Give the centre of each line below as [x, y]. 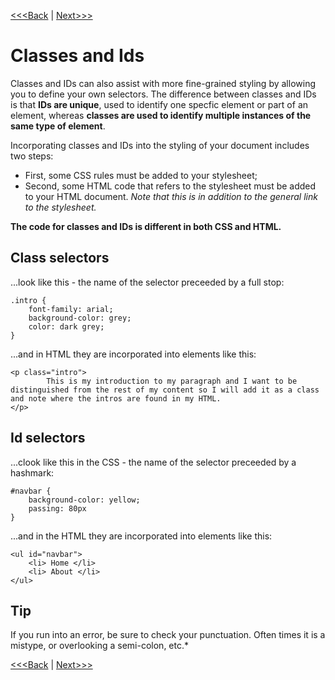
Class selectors [60, 258]
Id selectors [48, 438]
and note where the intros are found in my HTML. [116, 398]
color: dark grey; [66, 326]
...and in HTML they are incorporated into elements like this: [133, 354]
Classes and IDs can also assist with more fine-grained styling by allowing [163, 83]
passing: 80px [57, 508]
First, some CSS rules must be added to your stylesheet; [141, 175]
